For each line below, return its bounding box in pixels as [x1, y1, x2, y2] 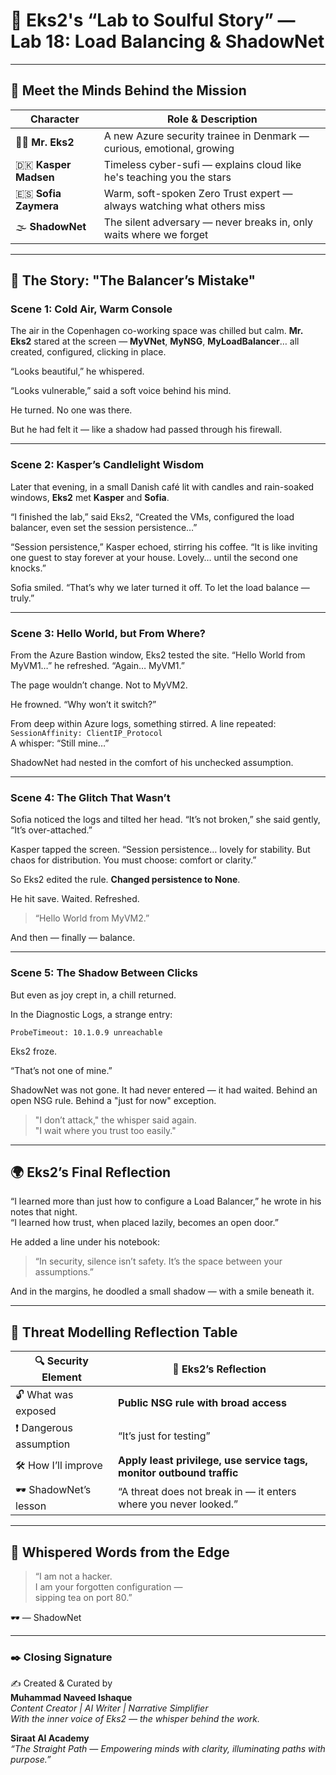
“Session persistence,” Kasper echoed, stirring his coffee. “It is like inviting [10, 540, 318, 553]
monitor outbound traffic [118, 1466, 239, 1480]
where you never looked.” [118, 1497, 239, 1511]
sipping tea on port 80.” [34, 1592, 133, 1604]
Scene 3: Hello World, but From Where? [10, 626, 207, 640]
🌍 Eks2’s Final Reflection [10, 1164, 172, 1181]
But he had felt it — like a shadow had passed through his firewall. [10, 424, 283, 436]
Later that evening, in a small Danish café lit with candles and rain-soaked [10, 480, 315, 493]
